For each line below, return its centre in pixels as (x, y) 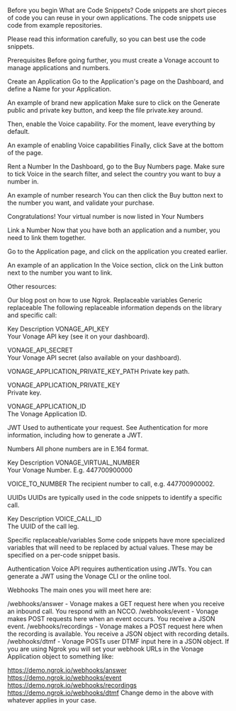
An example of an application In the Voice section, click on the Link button (116, 265)
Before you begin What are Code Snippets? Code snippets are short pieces (117, 10)
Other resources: (32, 286)
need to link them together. (47, 238)
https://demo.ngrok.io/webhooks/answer (67, 670)
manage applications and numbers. (59, 68)
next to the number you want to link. (60, 273)
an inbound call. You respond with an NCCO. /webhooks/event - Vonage (113, 611)
